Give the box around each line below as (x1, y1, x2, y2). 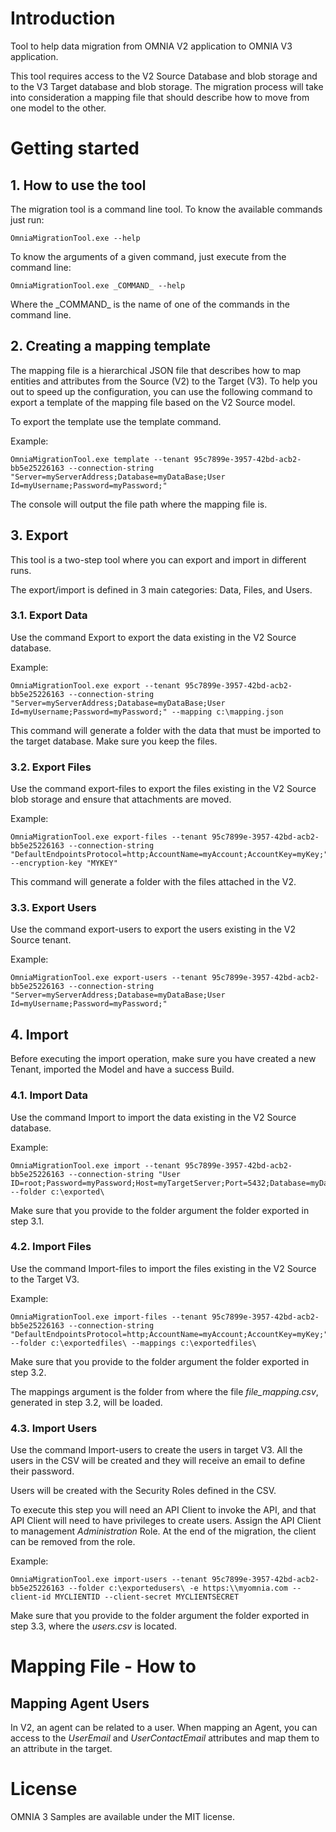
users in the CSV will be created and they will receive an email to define (10, 1455, 306, 1467)
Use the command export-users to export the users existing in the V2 (10, 923, 296, 936)
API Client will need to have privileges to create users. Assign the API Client (10, 1515, 322, 1527)
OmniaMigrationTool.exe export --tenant (10, 680, 182, 691)
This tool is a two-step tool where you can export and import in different (10, 553, 307, 566)
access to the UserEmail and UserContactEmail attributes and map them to (10, 1732, 320, 1744)
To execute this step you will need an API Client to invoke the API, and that (10, 1504, 317, 1516)
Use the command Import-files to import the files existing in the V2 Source (10, 1262, 317, 1274)
